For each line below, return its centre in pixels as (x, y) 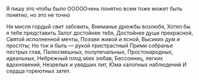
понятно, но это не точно (38, 15)
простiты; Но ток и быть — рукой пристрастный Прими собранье (90, 45)
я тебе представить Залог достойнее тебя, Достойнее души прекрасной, (99, 33)
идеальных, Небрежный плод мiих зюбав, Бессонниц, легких (85, 58)
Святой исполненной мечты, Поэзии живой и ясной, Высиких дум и (93, 39)
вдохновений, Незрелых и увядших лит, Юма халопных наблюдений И (97, 64)
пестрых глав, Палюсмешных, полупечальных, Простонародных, (90, 52)
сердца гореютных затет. (39, 71)
